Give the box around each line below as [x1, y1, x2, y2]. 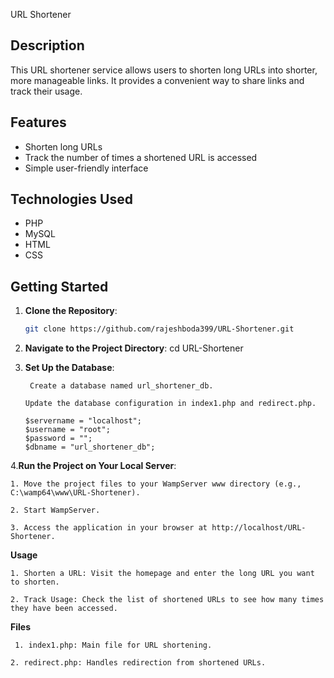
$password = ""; [24, 434, 93, 444]
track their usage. [10, 85, 83, 97]
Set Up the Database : [24, 362, 115, 374]
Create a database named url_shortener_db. [29, 381, 214, 391]
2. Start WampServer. [10, 505, 101, 516]
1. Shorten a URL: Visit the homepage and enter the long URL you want [10, 569, 315, 579]
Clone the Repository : [24, 305, 118, 317]
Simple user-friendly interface [24, 162, 149, 174]
